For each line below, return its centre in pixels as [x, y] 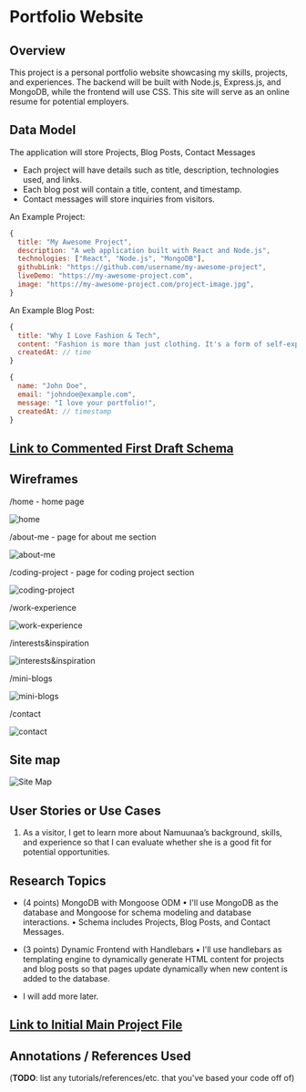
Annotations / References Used [100, 1056]
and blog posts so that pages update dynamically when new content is [155, 969]
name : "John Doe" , [53, 386]
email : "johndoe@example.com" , [77, 394]
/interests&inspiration [49, 643]
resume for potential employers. [69, 101]
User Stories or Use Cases [85, 810]
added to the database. [66, 979]
